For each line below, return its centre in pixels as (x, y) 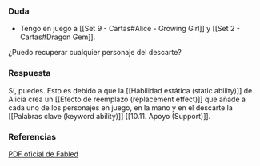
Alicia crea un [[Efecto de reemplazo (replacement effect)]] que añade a (127, 99)
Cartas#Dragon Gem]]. (58, 37)
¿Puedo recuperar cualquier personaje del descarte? (95, 53)
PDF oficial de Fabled (43, 154)
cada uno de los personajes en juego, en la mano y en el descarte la (121, 107)
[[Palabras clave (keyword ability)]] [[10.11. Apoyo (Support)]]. (110, 116)
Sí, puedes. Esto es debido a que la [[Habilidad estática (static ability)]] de (130, 90)
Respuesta (30, 73)
